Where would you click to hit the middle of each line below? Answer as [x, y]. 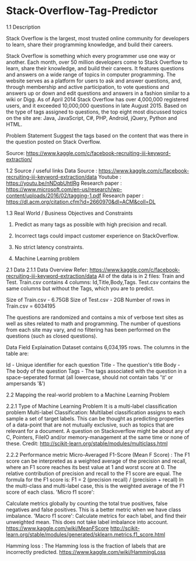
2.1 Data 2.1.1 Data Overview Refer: [47, 270]
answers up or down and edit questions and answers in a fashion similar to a [98, 93]
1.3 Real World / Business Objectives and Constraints [69, 213]
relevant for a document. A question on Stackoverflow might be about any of [98, 431]
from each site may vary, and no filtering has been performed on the [88, 329]
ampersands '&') [26, 383]
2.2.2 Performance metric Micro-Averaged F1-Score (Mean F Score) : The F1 [98, 455]
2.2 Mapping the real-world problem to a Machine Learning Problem [88, 395]
